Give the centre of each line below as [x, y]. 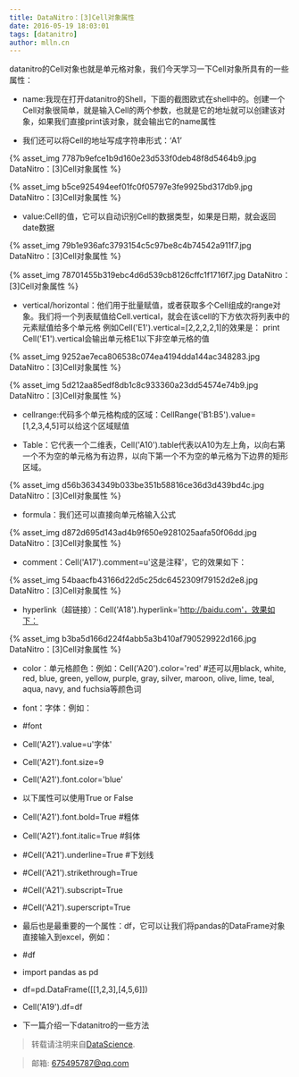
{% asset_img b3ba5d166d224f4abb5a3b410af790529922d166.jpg [133, 639]
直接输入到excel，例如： [67, 937]
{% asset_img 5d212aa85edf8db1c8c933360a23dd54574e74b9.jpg [134, 385]
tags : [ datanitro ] [43, 34]
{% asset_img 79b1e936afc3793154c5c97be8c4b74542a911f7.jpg [130, 246]
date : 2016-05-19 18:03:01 [59, 26]
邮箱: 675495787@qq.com [80, 1064]
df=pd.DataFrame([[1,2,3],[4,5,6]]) [85, 989]
